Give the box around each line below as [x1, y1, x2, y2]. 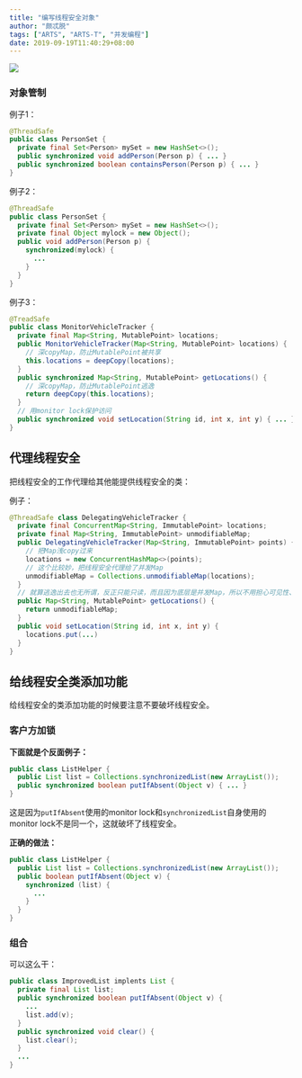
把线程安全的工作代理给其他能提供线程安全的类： [9, 476, 191, 487]
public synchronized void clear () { [17, 1027, 155, 1036]
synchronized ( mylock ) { [25, 246, 115, 255]
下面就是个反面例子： [9, 746, 88, 757]
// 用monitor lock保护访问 [17, 407, 112, 416]
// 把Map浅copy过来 [25, 546, 93, 556]
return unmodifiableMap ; [25, 605, 119, 615]
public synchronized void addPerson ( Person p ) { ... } [17, 152, 227, 161]
